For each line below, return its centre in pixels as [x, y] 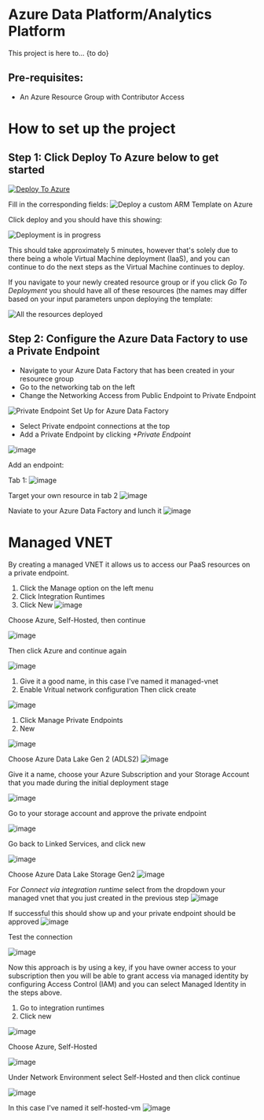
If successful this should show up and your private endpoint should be [122, 913]
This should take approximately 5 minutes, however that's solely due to [123, 250]
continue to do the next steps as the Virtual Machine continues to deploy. [126, 266]
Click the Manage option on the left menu [86, 588]
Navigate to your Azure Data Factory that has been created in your [127, 370]
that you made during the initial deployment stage [88, 783]
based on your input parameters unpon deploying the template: [110, 299]
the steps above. [35, 992]
